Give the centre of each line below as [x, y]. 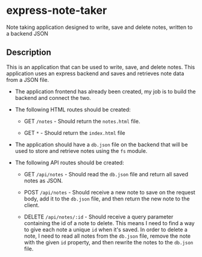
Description [29, 53]
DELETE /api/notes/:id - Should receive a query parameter [99, 217]
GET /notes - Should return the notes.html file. [82, 121]
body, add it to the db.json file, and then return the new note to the [107, 199]
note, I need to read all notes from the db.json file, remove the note [107, 236]
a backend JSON [27, 33]
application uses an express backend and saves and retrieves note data [95, 73]
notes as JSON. [43, 181]
